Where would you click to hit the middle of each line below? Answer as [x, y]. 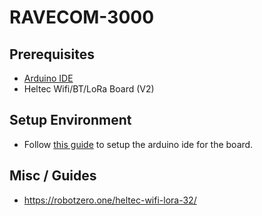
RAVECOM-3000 [82, 17]
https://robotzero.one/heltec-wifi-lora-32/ [110, 200]
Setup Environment [70, 120]
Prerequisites [52, 54]
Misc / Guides [53, 176]
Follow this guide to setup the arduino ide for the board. [138, 144]
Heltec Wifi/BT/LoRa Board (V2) [89, 89]
